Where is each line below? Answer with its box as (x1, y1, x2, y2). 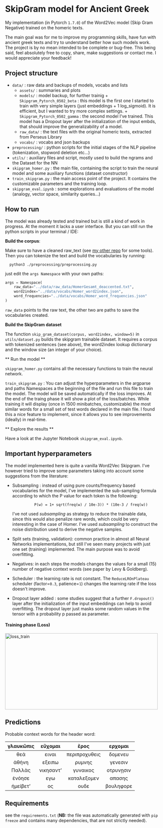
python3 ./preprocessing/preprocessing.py (9, 262, 97, 267)
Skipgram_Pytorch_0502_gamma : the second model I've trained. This (19, 113, 154, 119)
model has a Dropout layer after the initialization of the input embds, (19, 118, 156, 124)
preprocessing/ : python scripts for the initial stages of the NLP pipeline (12, 144, 156, 150)
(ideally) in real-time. (5, 416, 47, 422)
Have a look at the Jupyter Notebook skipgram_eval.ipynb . (5, 435, 123, 441)
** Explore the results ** (5, 426, 54, 432)
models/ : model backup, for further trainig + (19, 92, 108, 98)
